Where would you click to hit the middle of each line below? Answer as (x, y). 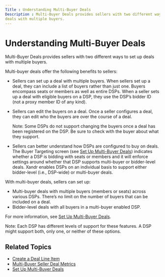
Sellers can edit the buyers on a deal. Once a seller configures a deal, (82, 112)
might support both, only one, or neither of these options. (63, 231)
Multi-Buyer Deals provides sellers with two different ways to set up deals (80, 57)
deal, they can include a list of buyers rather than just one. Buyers (79, 86)
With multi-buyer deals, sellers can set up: (48, 182)
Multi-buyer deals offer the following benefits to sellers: (61, 71)
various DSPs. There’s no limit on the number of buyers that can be (80, 197)
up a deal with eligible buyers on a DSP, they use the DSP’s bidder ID (82, 97)
